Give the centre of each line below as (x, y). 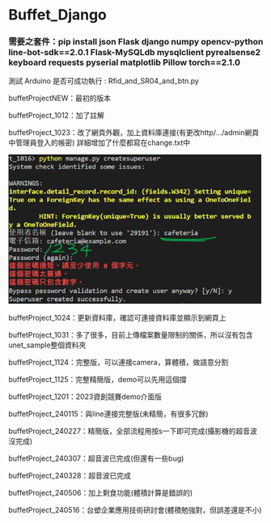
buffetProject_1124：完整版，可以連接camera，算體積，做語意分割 (119, 362)
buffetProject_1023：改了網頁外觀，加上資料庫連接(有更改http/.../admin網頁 (134, 133)
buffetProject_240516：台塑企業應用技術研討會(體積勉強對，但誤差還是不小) (135, 510)
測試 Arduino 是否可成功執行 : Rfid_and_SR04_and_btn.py (104, 81)
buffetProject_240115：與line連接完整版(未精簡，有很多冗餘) (108, 414)
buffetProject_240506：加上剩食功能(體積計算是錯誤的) (101, 492)
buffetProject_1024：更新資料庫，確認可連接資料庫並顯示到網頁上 (117, 317)
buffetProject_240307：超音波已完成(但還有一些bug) (96, 458)
